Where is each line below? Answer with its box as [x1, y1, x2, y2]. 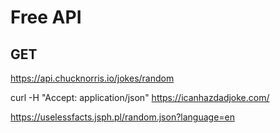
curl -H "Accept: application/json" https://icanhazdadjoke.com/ [10, 92, 270, 103]
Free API [10, 6, 82, 29]
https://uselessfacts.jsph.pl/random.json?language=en [10, 111, 236, 123]
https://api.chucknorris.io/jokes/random [10, 72, 175, 84]
